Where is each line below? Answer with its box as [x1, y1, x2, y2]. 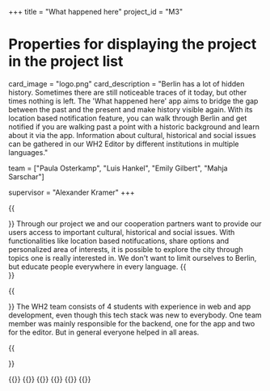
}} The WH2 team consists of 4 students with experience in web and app [8, 301, 251, 311]
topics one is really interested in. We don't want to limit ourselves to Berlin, [8, 253, 257, 263]
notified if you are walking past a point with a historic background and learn [8, 121, 260, 132]
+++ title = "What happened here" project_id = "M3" [8, 7, 184, 16]
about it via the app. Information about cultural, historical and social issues [8, 130, 256, 140]
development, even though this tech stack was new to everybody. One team [8, 310, 262, 320]
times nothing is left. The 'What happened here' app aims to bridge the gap [8, 96, 259, 106]
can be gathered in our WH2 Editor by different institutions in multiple [8, 139, 239, 149]
